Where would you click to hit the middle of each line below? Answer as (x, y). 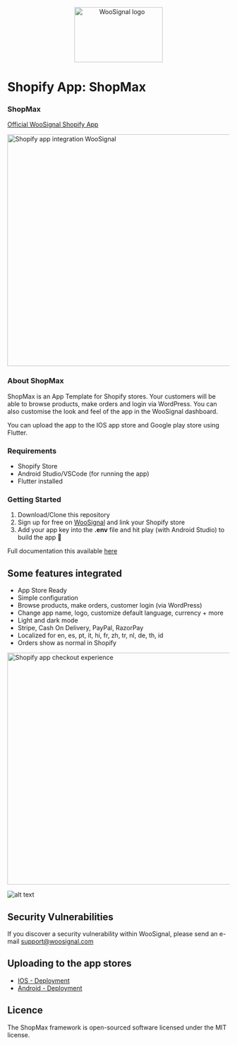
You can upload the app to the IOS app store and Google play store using (114, 425)
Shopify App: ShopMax (77, 87)
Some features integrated (65, 573)
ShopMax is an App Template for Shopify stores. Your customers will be (112, 396)
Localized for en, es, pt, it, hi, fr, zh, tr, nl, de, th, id (90, 635)
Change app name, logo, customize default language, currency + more (120, 613)
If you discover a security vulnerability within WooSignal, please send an (113, 934)
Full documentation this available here (62, 551)
